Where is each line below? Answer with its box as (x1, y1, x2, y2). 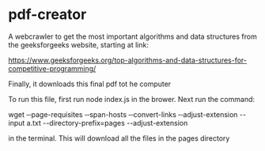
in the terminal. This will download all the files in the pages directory (8, 133, 230, 143)
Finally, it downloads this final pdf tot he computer (8, 79, 172, 89)
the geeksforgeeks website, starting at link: (8, 40, 149, 49)
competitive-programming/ (8, 63, 97, 73)
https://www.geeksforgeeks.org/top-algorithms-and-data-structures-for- (8, 55, 248, 65)
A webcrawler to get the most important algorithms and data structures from (8, 32, 257, 41)
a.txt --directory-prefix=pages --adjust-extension (26, 118, 188, 127)
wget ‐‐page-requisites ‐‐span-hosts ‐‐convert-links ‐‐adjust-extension (8, 109, 238, 119)
